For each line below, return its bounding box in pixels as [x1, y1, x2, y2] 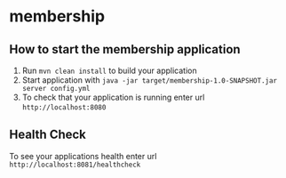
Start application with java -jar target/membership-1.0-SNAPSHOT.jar [21, 75, 278, 85]
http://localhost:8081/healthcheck [9, 160, 141, 169]
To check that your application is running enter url [21, 92, 205, 102]
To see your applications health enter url [9, 150, 157, 161]
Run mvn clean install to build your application [21, 65, 197, 76]
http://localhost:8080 [21, 103, 107, 112]
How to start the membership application [9, 42, 242, 57]
